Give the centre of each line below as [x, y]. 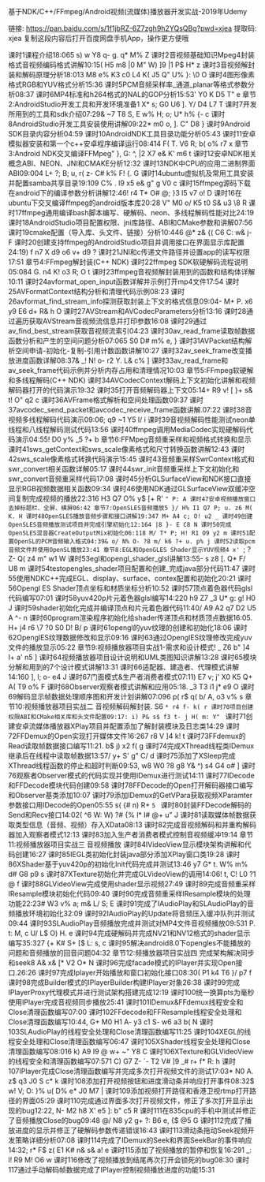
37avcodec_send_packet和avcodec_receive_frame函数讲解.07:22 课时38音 [130, 410]
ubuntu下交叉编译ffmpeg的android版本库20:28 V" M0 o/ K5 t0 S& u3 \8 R [127, 203]
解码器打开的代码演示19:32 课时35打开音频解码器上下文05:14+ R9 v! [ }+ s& [131, 390]
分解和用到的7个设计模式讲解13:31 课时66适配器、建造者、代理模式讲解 [123, 667]
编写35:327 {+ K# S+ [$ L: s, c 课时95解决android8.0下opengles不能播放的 [129, 943]
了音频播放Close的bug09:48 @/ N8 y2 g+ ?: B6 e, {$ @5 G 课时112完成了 [127, 1120]
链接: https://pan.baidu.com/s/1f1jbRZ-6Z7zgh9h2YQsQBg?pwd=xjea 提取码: [132, 28]
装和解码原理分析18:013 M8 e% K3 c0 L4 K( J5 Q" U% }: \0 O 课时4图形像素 [131, 75]
